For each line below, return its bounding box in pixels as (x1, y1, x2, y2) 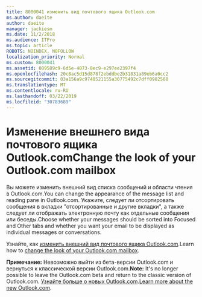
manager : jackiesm (6, 25, 52, 32)
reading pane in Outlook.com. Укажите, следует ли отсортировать (6, 196, 175, 203)
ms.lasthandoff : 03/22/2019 (6, 93, 77, 99)
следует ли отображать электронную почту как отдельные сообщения (6, 209, 189, 217)
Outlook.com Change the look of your (6, 151, 196, 164)
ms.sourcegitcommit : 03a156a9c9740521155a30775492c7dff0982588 (6, 76, 169, 82)
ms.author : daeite (6, 15, 52, 21)
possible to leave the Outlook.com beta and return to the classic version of (6, 271, 192, 278)
